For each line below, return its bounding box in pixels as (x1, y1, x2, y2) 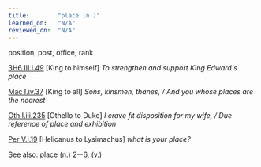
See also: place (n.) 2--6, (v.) (8, 150, 103, 159)
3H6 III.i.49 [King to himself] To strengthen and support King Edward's (8, 63, 238, 73)
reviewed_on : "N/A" (8, 26, 76, 34)
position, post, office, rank (8, 48, 94, 58)
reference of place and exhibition (8, 120, 117, 129)
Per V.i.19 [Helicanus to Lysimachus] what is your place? (8, 135, 191, 144)
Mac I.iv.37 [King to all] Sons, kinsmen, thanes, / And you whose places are (8, 87, 254, 97)
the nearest (8, 96, 46, 105)
